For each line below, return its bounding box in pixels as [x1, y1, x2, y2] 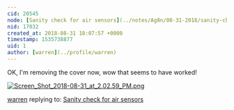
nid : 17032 [7, 23, 39, 30]
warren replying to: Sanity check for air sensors [7, 95, 144, 103]
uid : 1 [7, 42, 26, 49]
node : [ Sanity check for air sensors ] [7, 17, 120, 24]
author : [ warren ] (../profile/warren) [7, 49, 117, 56]
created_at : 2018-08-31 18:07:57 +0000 [7, 29, 123, 37]
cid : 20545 [7, 10, 39, 17]
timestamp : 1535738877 [7, 36, 73, 43]
